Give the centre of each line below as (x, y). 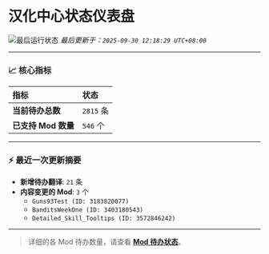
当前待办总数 (37, 111)
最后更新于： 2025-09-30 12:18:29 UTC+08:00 (133, 40)
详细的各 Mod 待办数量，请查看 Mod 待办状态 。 (106, 241)
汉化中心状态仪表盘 (72, 16)
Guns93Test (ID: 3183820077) (80, 201)
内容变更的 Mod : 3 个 (54, 192)
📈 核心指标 (30, 70)
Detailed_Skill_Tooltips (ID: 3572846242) (104, 218)
